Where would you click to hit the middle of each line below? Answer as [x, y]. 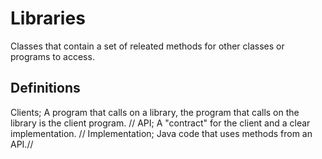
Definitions [45, 88]
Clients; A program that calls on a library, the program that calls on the [155, 112]
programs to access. [52, 56]
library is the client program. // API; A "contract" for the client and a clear [160, 123]
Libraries [48, 18]
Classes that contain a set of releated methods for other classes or [147, 46]
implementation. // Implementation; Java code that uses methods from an [161, 133]
